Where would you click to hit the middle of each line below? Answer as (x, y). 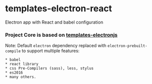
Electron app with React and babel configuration (54, 22)
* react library (22, 64)
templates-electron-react (58, 9)
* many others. (21, 77)
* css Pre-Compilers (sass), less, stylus (49, 69)
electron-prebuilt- (127, 46)
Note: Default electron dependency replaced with (56, 46)
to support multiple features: (51, 51)
